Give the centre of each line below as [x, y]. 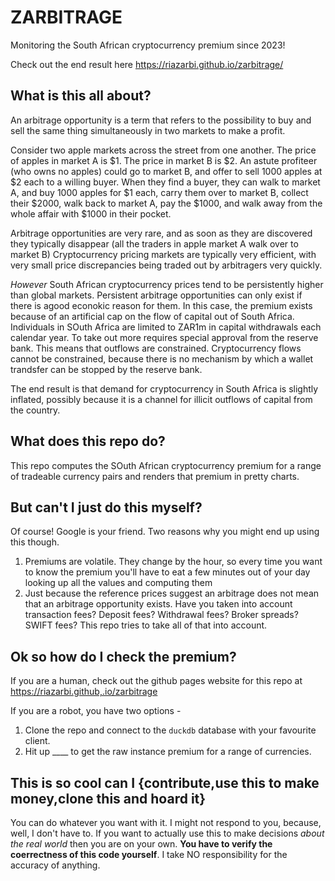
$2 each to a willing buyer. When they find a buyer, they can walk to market [165, 182]
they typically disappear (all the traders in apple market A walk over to [154, 243]
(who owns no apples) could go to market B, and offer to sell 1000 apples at [166, 171]
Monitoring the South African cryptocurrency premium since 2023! [148, 45]
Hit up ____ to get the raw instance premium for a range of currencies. [168, 752]
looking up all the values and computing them [118, 583]
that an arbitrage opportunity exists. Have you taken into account [158, 604]
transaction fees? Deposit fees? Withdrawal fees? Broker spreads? [161, 615]
